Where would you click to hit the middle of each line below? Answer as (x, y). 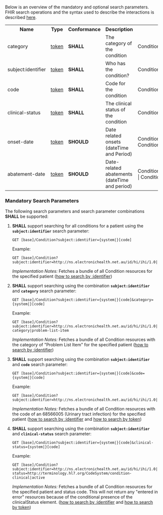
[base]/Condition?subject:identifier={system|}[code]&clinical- (87, 443)
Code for (115, 83)
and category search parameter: (44, 291)
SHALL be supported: (27, 216)
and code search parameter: (40, 365)
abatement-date (26, 174)
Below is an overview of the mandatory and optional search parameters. (77, 7)
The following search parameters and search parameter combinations (75, 212)
